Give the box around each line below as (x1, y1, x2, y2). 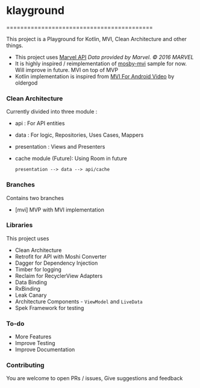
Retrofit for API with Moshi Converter (14, 253, 107, 260)
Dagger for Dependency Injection (14, 259, 98, 267)
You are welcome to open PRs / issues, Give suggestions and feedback (6, 375, 183, 382)
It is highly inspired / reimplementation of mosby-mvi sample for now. (14, 60, 187, 67)
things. (6, 42, 23, 49)
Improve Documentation (14, 346, 75, 354)
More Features (14, 333, 52, 340)
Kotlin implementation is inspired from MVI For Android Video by (14, 73, 175, 80)
